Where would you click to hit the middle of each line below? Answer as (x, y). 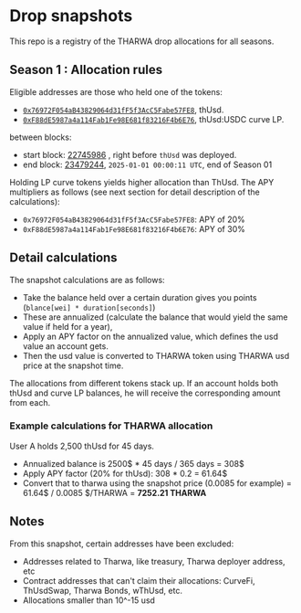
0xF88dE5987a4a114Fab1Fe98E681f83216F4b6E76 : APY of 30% (134, 228)
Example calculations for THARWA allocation (111, 426)
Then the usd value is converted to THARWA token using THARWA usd (156, 355)
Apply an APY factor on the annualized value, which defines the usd (150, 336)
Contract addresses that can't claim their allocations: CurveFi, (139, 580)
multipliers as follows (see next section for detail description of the (135, 192)
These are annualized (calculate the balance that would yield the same (155, 317)
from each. (30, 402)
